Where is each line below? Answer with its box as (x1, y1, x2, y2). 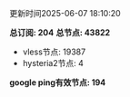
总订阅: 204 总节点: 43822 (9, 27, 111, 38)
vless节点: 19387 (22, 46, 86, 57)
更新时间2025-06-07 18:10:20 (9, 8, 121, 18)
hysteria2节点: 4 (22, 58, 84, 68)
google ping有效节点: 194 (9, 77, 106, 88)
